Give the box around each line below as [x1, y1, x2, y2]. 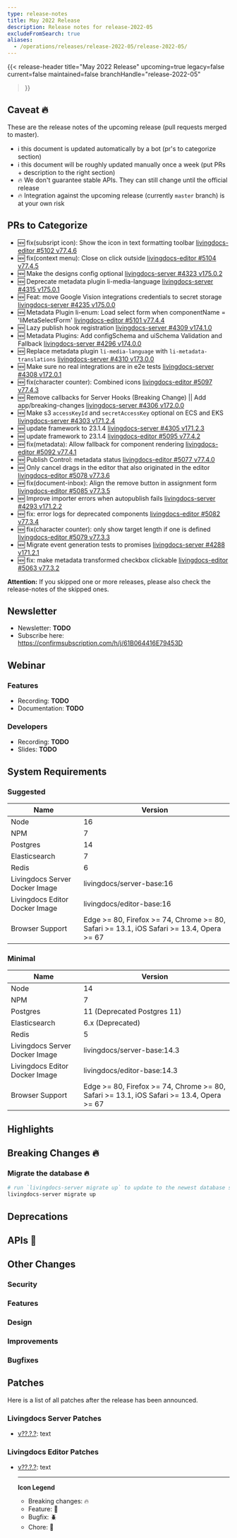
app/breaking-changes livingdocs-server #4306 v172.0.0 [17, 401, 185, 409]
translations [17, 356, 56, 363]
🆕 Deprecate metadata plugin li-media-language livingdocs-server [17, 277, 214, 286]
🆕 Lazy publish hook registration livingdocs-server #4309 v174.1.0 [17, 323, 212, 332]
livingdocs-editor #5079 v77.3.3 [17, 533, 111, 541]
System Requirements [7, 765, 107, 777]
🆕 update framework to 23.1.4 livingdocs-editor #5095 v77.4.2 [17, 432, 201, 440]
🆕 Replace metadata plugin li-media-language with [17, 346, 168, 355]
